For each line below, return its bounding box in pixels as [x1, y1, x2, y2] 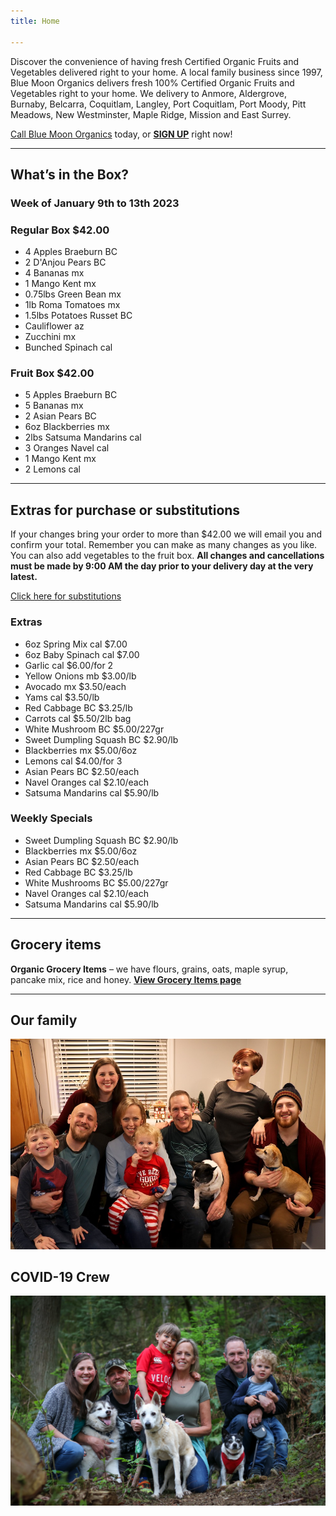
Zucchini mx [24, 331, 77, 343]
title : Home [10, 16, 60, 26]
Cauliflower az [24, 320, 85, 332]
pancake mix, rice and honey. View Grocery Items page [10, 973, 242, 985]
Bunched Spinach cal [24, 341, 113, 354]
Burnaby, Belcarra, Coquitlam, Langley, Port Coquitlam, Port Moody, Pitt [10, 98, 307, 110]
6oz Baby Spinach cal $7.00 [24, 648, 140, 660]
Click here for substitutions [10, 590, 122, 602]
